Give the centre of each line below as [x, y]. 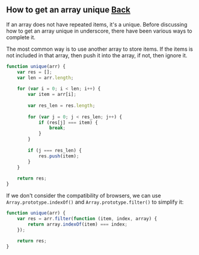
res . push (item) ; [59, 156]
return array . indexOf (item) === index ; [78, 224]
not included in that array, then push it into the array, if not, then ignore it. [97, 55]
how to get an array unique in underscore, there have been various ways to [99, 31]
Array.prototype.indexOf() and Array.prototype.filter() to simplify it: [95, 202]
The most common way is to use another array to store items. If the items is [100, 49]
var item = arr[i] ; [52, 95]
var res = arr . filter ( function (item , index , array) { [87, 219]
